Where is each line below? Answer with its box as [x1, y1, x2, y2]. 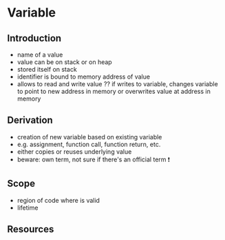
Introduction [7, 32, 62, 44]
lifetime [17, 203, 39, 212]
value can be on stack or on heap [17, 58, 112, 66]
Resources [7, 223, 54, 235]
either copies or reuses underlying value [17, 147, 132, 156]
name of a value [17, 50, 63, 59]
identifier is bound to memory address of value [17, 72, 150, 81]
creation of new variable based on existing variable [17, 132, 162, 141]
